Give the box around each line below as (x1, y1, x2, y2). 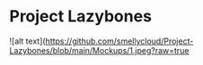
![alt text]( (9, 36, 47, 46)
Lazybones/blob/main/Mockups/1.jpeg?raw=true (9, 45, 190, 55)
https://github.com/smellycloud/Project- (45, 36, 194, 46)
